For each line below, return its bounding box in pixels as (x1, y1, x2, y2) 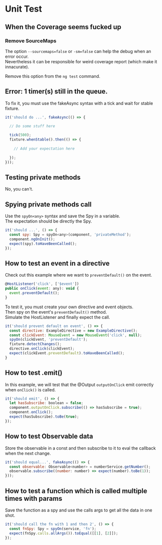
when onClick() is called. (5, 387, 56, 392)
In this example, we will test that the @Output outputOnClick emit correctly (5, 382, 154, 387)
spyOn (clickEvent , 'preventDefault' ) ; (9, 337, 88, 342)
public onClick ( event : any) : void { (5, 286, 79, 291)
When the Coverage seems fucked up (5, 23, 121, 31)
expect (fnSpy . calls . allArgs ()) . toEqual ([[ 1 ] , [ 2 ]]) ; (9, 531, 118, 536)
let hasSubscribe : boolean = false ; (9, 401, 83, 405)
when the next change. (5, 450, 51, 456)
